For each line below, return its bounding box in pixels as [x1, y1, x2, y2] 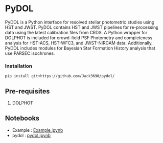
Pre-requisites [5, 87, 50, 95]
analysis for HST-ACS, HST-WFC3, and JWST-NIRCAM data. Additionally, [5, 40, 153, 46]
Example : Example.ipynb [12, 127, 63, 133]
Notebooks [5, 114, 40, 122]
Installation [5, 62, 33, 69]
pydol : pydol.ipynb [12, 132, 51, 138]
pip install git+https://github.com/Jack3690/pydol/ [5, 74, 115, 79]
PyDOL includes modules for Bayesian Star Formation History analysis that [5, 45, 156, 51]
